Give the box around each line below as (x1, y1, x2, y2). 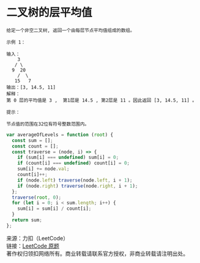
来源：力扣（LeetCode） (6, 234, 69, 242)
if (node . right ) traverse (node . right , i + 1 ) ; (17, 183, 138, 189)
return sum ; (12, 217, 43, 223)
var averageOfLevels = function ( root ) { (6, 131, 114, 138)
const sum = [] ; (12, 137, 53, 144)
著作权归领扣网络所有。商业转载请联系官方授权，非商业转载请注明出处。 (6, 250, 188, 257)
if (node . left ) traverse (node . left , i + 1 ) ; (17, 177, 133, 183)
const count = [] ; (12, 143, 59, 149)
